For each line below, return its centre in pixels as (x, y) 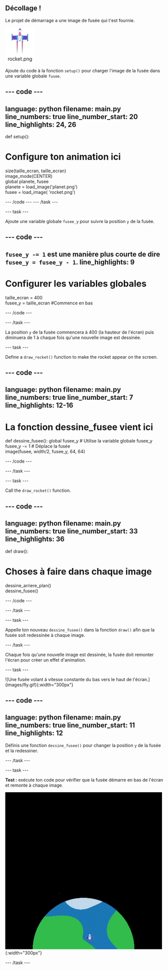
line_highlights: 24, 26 (41, 124)
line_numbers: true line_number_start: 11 (70, 725)
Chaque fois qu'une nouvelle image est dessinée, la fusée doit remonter (79, 655)
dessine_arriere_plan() (28, 585)
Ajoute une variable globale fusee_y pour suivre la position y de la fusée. (80, 221)
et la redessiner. (22, 750)
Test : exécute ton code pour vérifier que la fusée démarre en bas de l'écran (84, 780)
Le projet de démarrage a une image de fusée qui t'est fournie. (70, 20)
